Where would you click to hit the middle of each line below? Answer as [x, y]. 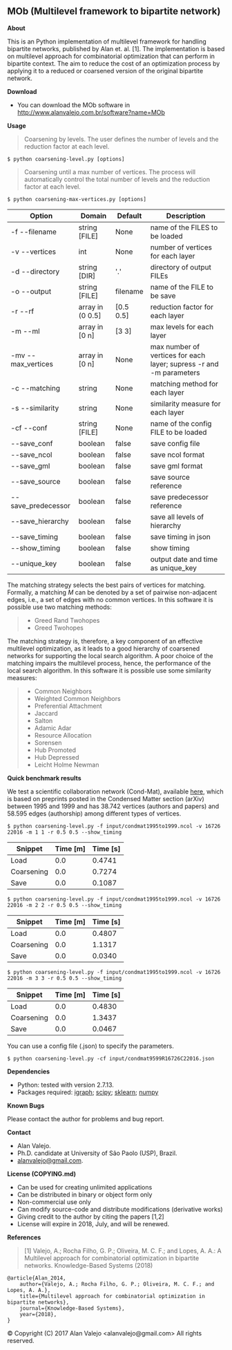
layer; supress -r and [184, 364]
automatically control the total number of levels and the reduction [117, 179]
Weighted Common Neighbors [77, 698]
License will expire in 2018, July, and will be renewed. [93, 1224]
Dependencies [29, 1071]
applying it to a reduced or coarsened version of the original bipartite [105, 71]
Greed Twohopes [59, 628]
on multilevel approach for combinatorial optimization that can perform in [111, 56]
